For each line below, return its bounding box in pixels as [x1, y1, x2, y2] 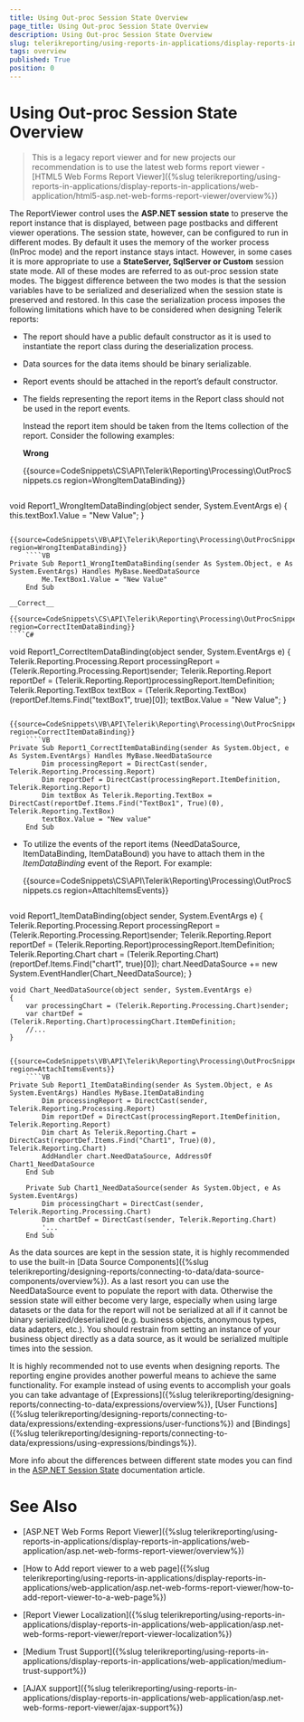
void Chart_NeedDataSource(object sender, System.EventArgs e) [9, 985, 253, 994]
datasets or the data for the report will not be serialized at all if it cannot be [9, 1304, 288, 1315]
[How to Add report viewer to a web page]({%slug [22, 1563, 210, 1574]
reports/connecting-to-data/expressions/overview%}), [9, 1399, 214, 1410]
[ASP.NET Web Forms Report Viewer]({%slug [22, 1526, 193, 1536]
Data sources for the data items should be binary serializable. [22, 358, 252, 369]
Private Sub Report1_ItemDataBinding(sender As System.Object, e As [9, 1080, 273, 1089]
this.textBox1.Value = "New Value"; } [9, 509, 145, 520]
